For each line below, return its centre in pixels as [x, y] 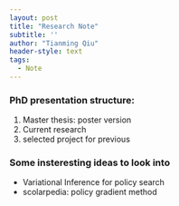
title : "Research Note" [54, 26]
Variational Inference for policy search [94, 182]
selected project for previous [76, 139]
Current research [54, 130]
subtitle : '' [34, 34]
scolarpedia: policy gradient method [90, 192]
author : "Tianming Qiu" [54, 43]
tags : [19, 60]
